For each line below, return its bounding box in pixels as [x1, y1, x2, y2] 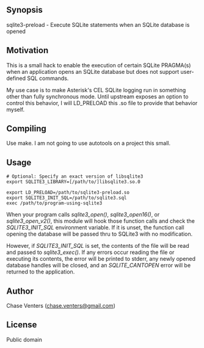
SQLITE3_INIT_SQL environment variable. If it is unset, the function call [6, 224, 184, 231]
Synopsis [6, 5, 43, 15]
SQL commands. [27, 74, 69, 82]
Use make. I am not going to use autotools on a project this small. [6, 140, 171, 147]
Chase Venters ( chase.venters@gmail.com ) [6, 302, 116, 310]
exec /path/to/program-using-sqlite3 [6, 200, 103, 206]
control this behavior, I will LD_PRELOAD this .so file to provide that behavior [6, 99, 198, 106]
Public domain [6, 336, 43, 343]
